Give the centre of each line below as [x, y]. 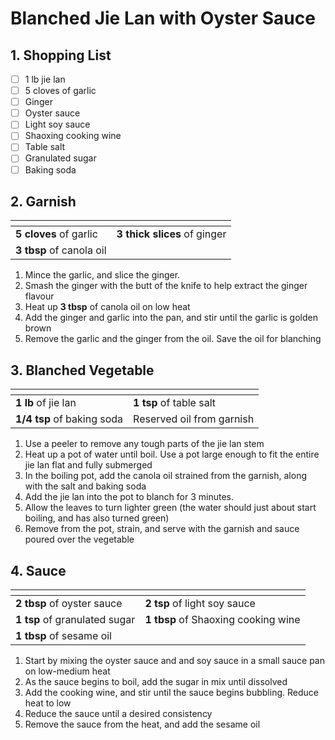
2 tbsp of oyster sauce [69, 603]
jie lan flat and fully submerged [88, 465]
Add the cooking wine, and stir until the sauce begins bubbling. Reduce [171, 692]
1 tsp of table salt [174, 403]
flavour [39, 296]
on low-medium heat [67, 671]
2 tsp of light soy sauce [200, 603]
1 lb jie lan [45, 79]
